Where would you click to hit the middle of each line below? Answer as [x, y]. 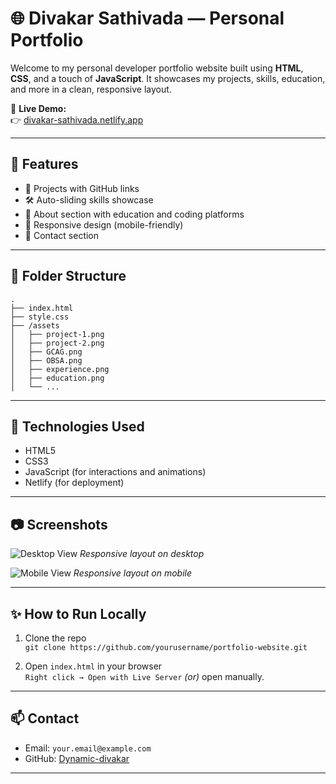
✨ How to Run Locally [78, 613]
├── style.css [40, 317]
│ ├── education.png [57, 378]
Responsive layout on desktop [142, 554]
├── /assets [35, 325]
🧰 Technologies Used [77, 426]
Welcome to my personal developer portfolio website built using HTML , [157, 68]
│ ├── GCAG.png [46, 352]
